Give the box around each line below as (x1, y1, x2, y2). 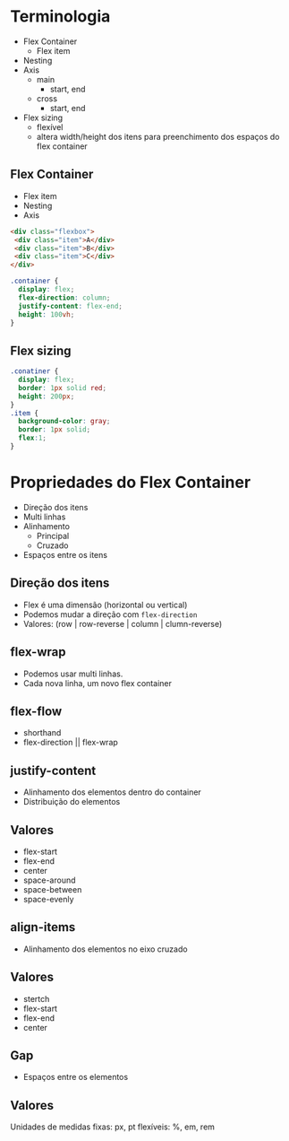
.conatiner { (10, 367, 59, 376)
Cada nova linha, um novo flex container (22, 677, 173, 688)
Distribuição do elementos (22, 797, 121, 807)
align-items (10, 919, 76, 935)
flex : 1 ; (18, 433, 47, 443)
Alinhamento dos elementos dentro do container (22, 787, 202, 797)
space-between (22, 884, 82, 894)
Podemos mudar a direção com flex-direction (22, 608, 198, 620)
